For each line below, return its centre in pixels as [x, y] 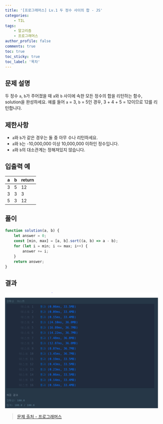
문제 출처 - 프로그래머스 [39, 417]
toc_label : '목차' [23, 62]
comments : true [20, 46]
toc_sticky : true [23, 57]
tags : [10, 26]
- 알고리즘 [23, 31]
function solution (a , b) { [32, 231]
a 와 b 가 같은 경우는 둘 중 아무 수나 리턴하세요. [55, 137]
